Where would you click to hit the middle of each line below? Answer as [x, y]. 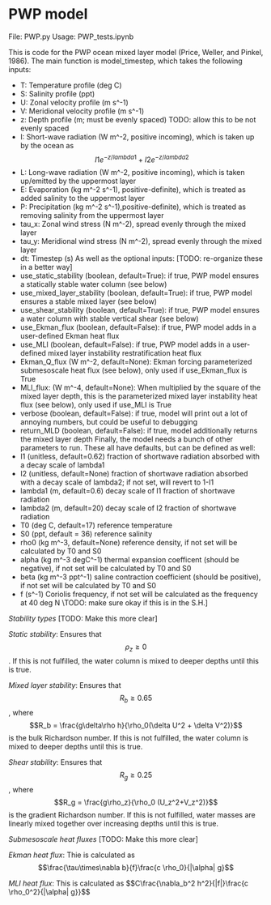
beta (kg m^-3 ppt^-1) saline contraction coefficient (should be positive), [140, 577]
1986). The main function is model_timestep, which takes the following [125, 61]
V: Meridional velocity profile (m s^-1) [82, 111]
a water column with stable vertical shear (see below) [110, 318]
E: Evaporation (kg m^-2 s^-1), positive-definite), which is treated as [133, 189]
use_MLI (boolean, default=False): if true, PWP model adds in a [125, 344]
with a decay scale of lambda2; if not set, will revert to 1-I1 [117, 482]
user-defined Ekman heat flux [70, 335]
